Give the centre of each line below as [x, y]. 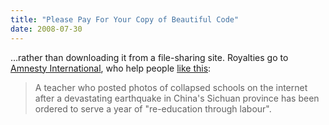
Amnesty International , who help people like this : [111, 68]
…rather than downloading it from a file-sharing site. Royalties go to [149, 57]
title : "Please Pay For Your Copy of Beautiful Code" [125, 19]
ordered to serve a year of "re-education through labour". [153, 108]
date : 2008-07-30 [46, 29]
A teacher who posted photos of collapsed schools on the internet [171, 87]
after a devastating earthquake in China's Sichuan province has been [177, 98]
